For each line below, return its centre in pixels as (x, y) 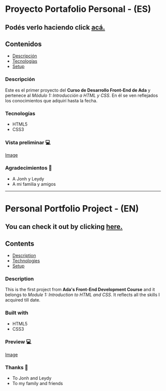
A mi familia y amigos (34, 184)
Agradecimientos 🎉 (29, 168)
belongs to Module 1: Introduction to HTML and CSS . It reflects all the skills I (83, 295)
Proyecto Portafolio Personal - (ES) (78, 9)
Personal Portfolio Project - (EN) (72, 208)
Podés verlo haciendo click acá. (55, 27)
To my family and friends (38, 384)
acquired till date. (23, 300)
